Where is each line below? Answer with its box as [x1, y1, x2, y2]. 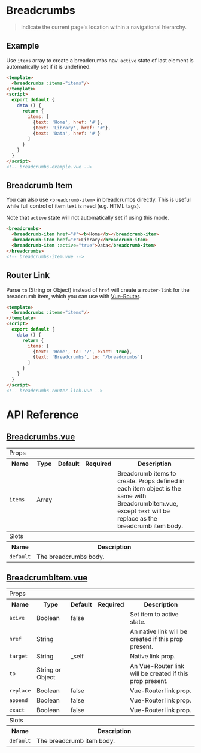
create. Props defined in [117, 477, 185, 485]
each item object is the [117, 484, 181, 492]
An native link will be [129, 627, 187, 636]
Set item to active [129, 610, 179, 619]
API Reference [6, 408, 79, 421]
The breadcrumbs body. [36, 552, 105, 561]
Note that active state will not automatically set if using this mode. [6, 214, 169, 222]
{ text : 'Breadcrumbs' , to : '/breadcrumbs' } [32, 354, 144, 360]
